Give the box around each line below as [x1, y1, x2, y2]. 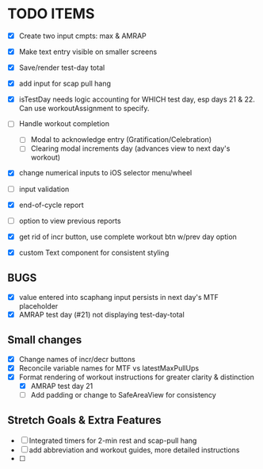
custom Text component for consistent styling [18, 248, 170, 257]
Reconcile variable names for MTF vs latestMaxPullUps [18, 363, 200, 373]
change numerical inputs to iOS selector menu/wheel [18, 168, 192, 178]
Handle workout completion [18, 119, 110, 129]
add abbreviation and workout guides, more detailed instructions [29, 445, 240, 455]
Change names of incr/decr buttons [18, 354, 135, 363]
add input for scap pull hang [18, 79, 112, 88]
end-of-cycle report [18, 200, 84, 210]
